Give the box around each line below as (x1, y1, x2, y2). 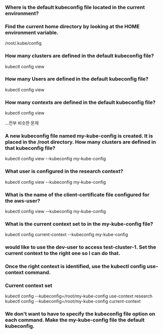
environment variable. (5, 29, 58, 36)
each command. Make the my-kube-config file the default (5, 316, 145, 323)
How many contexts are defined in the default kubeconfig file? (5, 99, 156, 106)
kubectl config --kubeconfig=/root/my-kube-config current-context (5, 298, 141, 304)
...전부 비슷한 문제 (5, 120, 39, 126)
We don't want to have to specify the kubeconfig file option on (5, 311, 156, 317)
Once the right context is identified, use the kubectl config (5, 263, 146, 270)
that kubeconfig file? (5, 145, 55, 152)
